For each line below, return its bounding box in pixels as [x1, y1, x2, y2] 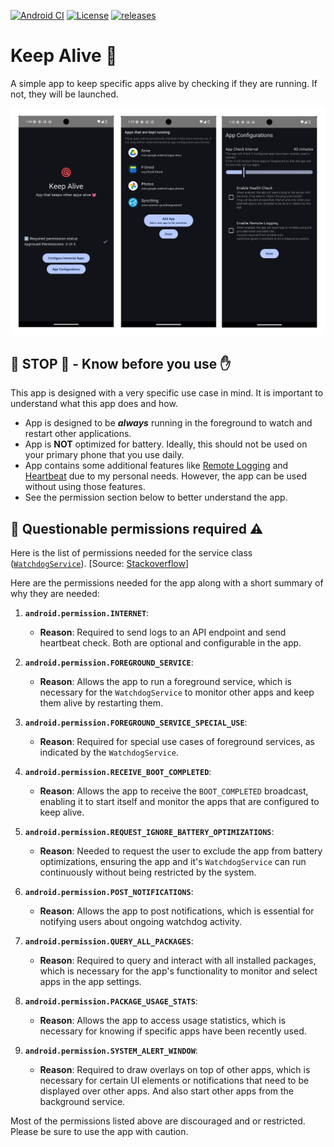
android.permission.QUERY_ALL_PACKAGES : [24, 935, 194, 947]
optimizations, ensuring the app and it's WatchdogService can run [39, 856, 307, 868]
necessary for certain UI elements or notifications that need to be [39, 1075, 310, 1087]
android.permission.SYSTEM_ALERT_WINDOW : [24, 1045, 198, 1057]
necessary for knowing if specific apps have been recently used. [39, 1025, 307, 1037]
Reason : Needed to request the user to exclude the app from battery [39, 845, 323, 857]
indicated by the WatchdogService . [39, 746, 179, 759]
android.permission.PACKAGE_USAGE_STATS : [24, 995, 198, 1007]
